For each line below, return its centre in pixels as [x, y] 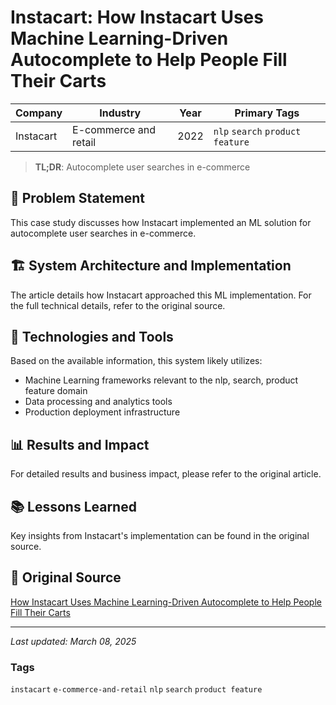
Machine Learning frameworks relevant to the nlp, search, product [161, 380]
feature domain [56, 391]
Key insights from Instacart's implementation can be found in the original [160, 535]
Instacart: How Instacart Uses [137, 17]
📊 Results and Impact [80, 444]
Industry [120, 113]
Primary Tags [267, 113]
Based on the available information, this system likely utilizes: [136, 361]
